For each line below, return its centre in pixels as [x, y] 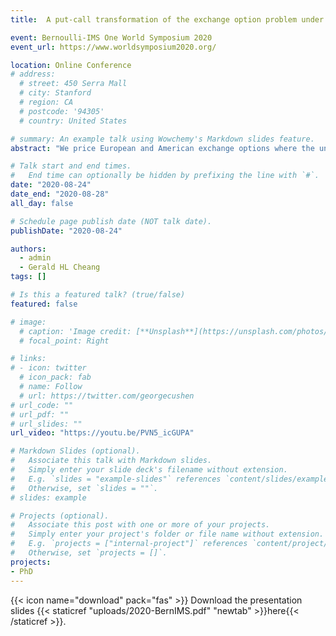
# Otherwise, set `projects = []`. [89, 553]
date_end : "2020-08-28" [60, 194]
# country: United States [73, 121]
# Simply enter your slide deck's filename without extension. [149, 470]
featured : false [44, 304]
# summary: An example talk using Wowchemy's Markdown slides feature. [162, 139]
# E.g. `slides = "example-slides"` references [116, 479]
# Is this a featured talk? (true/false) [98, 295]
